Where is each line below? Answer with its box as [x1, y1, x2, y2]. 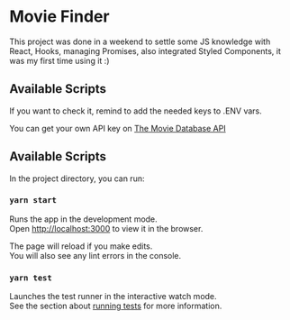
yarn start [9, 196, 57, 206]
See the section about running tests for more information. [9, 300, 222, 312]
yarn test [9, 272, 52, 283]
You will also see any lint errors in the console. [9, 250, 182, 261]
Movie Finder [9, 6, 110, 27]
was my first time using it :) [9, 55, 110, 66]
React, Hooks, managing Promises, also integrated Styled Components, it [9, 45, 281, 56]
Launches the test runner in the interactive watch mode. [9, 291, 218, 302]
